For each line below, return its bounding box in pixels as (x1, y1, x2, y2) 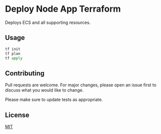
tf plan (5, 51, 21, 56)
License (5, 111, 30, 119)
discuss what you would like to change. (5, 87, 84, 93)
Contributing (5, 69, 45, 77)
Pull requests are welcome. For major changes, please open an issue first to (5, 82, 157, 88)
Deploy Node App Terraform (5, 3, 121, 15)
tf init (5, 46, 21, 52)
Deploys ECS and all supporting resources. (5, 19, 91, 25)
